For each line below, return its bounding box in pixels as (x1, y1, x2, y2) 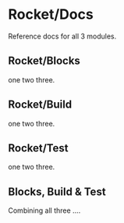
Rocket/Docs (8, 5, 94, 24)
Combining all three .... (8, 206, 81, 215)
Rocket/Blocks (8, 54, 80, 68)
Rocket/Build (8, 98, 73, 111)
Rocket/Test (8, 141, 69, 155)
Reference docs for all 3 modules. (8, 31, 117, 41)
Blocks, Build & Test (8, 185, 107, 198)
